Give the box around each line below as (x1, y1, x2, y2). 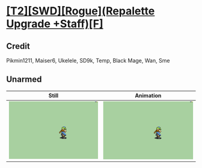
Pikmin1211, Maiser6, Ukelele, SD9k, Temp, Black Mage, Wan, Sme (6, 57, 170, 64)
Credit (6, 41, 30, 51)
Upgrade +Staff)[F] (6, 17, 103, 31)
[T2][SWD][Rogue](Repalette (6, 4, 155, 18)
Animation (135, 92, 162, 99)
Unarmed (6, 74, 42, 85)
